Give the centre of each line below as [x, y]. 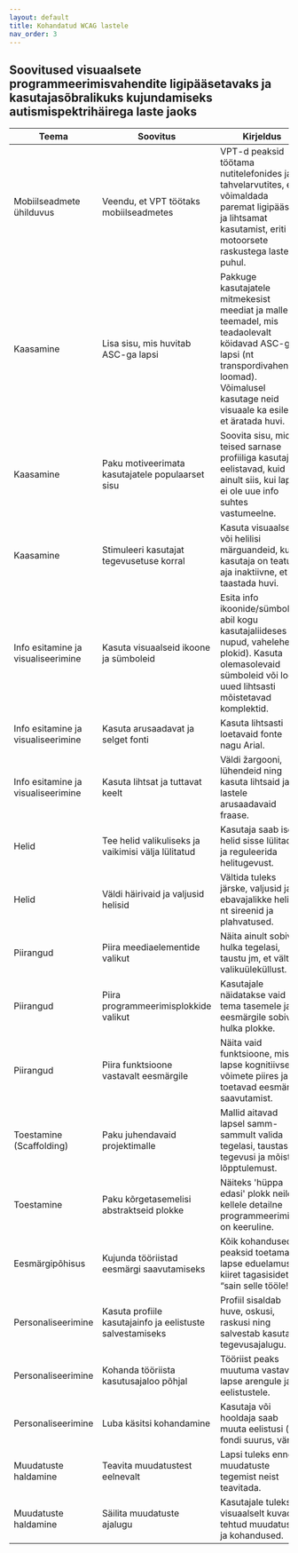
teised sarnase [251, 447]
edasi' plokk [245, 1193]
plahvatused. [247, 922]
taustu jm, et [246, 958]
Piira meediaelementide [151, 947]
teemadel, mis [250, 321]
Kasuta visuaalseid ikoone [156, 647]
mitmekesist [245, 299]
